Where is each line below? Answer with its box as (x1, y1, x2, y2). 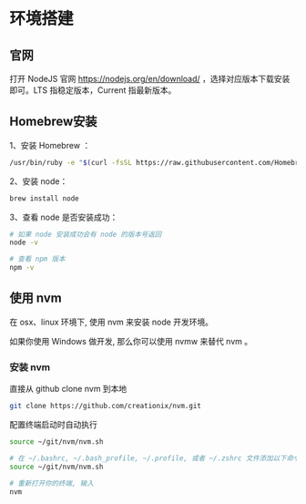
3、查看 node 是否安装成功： (9, 211, 118, 222)
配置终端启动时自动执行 (9, 419, 97, 430)
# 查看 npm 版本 (9, 254, 66, 264)
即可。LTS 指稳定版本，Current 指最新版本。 (9, 85, 177, 96)
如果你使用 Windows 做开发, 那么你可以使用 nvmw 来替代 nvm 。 (9, 335, 253, 346)
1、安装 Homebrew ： (9, 139, 91, 150)
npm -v (9, 263, 35, 273)
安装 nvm (9, 361, 51, 374)
